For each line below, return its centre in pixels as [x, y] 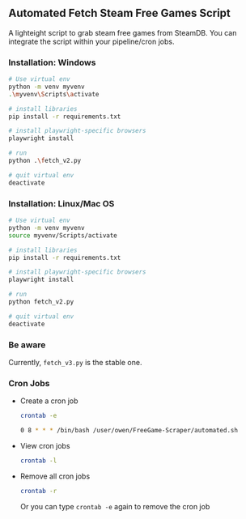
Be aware [27, 345]
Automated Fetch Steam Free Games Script [119, 13]
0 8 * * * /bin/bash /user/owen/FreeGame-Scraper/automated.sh [129, 431]
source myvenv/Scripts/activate [63, 235]
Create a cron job [49, 401]
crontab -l [38, 461]
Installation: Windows [52, 62]
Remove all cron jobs [55, 476]
